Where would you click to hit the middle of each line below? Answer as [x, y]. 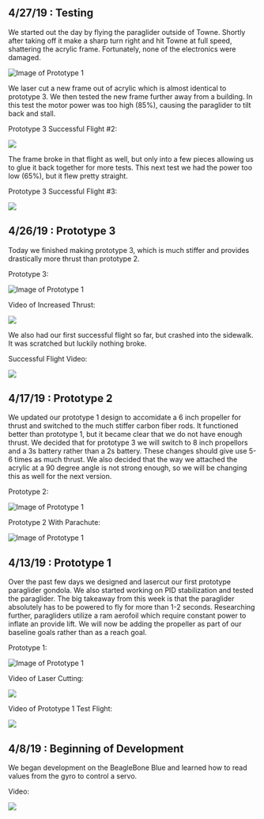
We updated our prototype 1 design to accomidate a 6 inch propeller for [124, 417]
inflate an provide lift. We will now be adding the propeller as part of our [125, 624]
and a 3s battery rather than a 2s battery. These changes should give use [128, 451]
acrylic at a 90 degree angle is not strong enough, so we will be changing [128, 468]
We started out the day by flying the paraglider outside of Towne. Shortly [127, 32]
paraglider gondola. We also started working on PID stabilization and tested [131, 591]
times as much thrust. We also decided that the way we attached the [126, 460]
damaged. [25, 57]
